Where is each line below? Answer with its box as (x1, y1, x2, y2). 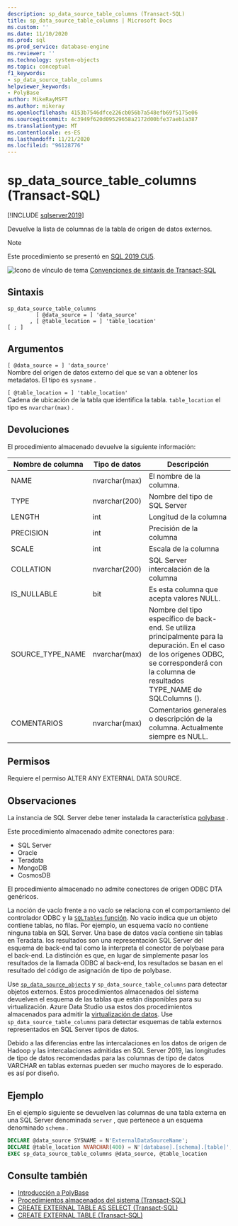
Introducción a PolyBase (17, 1188, 89, 1197)
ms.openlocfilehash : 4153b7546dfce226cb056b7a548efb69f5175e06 (7, 109, 198, 116)
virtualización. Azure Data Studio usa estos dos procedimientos (7, 1003, 193, 1011)
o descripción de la (148, 713, 212, 723)
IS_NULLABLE (11, 589, 58, 598)
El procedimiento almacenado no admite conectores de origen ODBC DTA (7, 885, 222, 893)
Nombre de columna (13, 459, 84, 469)
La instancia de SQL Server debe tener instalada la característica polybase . (7, 814, 229, 822)
